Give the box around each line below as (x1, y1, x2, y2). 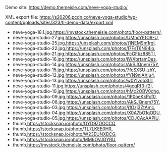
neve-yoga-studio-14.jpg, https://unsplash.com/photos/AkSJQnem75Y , (12, 62, 160, 67)
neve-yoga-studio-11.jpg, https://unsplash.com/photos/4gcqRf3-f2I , (12, 83, 153, 89)
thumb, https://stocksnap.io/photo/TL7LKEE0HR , (12, 126, 113, 132)
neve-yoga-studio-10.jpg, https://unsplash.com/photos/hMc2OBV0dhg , (12, 88, 160, 94)
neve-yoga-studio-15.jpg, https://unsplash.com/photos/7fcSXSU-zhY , (12, 67, 156, 73)
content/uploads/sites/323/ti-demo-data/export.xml (5, 20, 114, 25)
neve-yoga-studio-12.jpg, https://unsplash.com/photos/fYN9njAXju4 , (12, 72, 155, 78)
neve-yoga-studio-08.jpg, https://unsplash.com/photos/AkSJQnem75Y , (12, 99, 160, 105)
